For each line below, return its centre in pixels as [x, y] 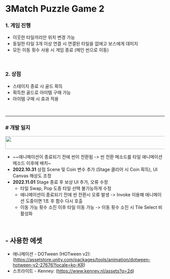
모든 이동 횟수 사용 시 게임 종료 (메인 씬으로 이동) [61, 50]
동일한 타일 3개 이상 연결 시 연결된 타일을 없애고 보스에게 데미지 [75, 44]
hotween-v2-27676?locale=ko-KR [48, 265]
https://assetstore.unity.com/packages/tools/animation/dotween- [82, 259]
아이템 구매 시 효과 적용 [36, 98]
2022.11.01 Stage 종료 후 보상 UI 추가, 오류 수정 [60, 182]
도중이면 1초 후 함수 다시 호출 [54, 201]
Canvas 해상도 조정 [32, 176]
